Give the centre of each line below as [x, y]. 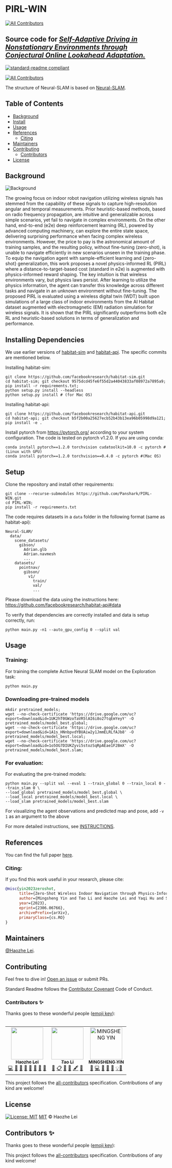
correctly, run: [20, 620]
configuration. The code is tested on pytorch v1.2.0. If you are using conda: [84, 438]
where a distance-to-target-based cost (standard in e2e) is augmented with [85, 269]
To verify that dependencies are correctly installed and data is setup [77, 615]
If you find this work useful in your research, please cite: [65, 879]
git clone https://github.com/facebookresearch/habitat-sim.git [75, 377]
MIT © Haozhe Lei [58, 1117]
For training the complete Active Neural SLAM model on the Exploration [81, 671]
